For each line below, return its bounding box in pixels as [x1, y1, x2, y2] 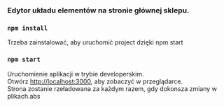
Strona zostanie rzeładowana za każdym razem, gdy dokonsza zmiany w [7, 84, 217, 92]
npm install [7, 24, 48, 32]
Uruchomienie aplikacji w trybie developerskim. [7, 69, 144, 78]
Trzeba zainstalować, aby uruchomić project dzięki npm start [7, 38, 183, 47]
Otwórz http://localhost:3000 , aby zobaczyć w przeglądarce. [7, 77, 183, 85]
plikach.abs [7, 92, 41, 100]
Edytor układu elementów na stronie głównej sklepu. [7, 6, 190, 15]
